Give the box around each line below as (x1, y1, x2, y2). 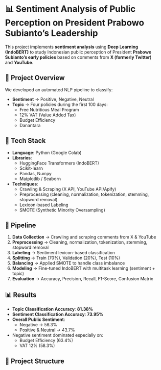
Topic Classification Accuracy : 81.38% (12, 306, 93, 312)
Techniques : (12, 181, 38, 186)
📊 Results (5, 291, 37, 299)
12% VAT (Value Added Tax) (19, 112, 76, 118)
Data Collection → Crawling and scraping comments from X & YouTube (12, 234, 157, 240)
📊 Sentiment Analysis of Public (5, 3, 136, 15)
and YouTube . (5, 59, 34, 65)
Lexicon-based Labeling (19, 202, 69, 208)
